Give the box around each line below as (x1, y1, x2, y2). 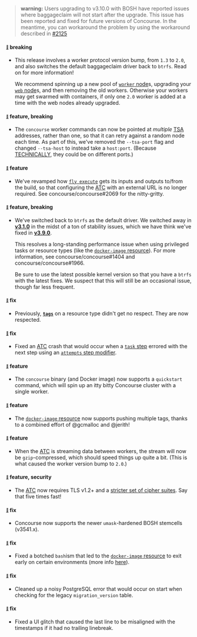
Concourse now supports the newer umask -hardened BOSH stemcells (14, 520, 182, 527)
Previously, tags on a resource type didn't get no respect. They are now (14, 310, 189, 317)
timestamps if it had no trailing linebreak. (14, 624, 113, 631)
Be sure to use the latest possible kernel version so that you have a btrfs (14, 270, 192, 278)
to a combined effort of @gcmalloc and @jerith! (14, 421, 131, 428)
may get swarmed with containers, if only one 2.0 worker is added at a (14, 93, 186, 100)
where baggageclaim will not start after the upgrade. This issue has (20, 11, 184, 18)
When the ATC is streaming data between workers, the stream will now (14, 447, 186, 454)
